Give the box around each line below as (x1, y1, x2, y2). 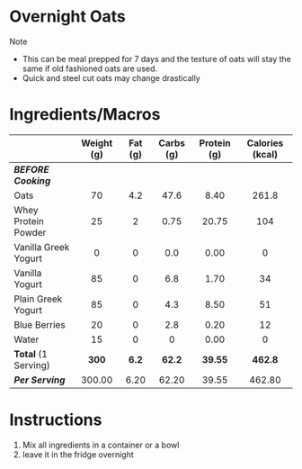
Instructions (9, 410, 102, 430)
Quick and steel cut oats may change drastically (22, 72, 200, 83)
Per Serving (13, 374, 66, 386)
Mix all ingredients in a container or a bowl (22, 439, 180, 450)
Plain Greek (13, 293, 63, 305)
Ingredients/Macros (9, 104, 161, 125)
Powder (13, 226, 47, 239)
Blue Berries (13, 318, 66, 330)
